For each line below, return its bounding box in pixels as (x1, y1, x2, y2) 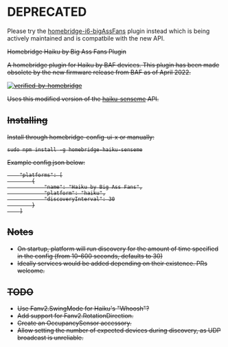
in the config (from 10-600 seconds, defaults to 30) (16, 251, 163, 260)
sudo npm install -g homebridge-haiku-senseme (7, 146, 143, 153)
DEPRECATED (7, 4, 87, 20)
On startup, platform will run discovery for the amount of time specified (16, 245, 218, 253)
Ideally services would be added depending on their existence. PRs (16, 259, 208, 267)
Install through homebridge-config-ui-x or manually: (7, 133, 155, 141)
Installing (7, 115, 48, 126)
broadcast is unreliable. (16, 334, 84, 342)
